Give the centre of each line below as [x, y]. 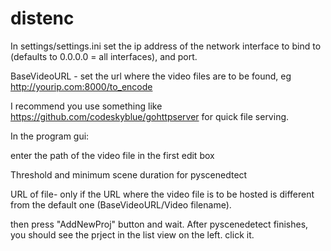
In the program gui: [50, 136]
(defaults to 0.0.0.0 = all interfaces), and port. [104, 56]
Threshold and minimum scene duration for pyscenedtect [129, 174]
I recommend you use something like [86, 106]
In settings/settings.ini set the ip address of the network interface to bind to [166, 46]
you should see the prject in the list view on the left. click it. [132, 234]
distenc [42, 18]
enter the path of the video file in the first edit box [112, 155]
